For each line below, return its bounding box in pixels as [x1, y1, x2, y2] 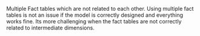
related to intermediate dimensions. [6, 24, 95, 31]
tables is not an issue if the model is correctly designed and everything [6, 11, 184, 19]
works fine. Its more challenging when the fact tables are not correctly [6, 18, 182, 25]
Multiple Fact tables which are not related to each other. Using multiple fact [6, 5, 194, 12]
